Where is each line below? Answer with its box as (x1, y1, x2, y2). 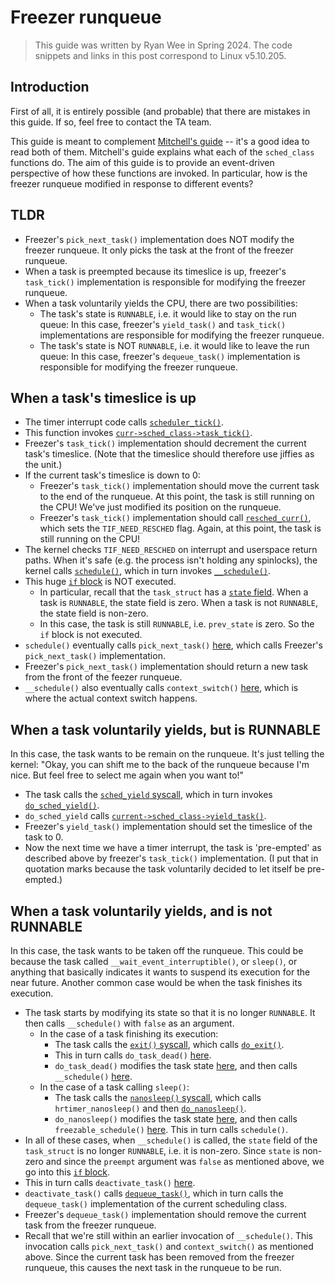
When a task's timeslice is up (10, 389, 197, 406)
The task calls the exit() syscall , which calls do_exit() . (54, 1039, 285, 1050)
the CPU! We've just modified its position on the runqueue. (39, 501, 282, 513)
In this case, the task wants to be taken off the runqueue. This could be (10, 945, 304, 956)
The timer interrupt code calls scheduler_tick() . (24, 416, 224, 428)
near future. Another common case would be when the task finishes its (10, 977, 303, 988)
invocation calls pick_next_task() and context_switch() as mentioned (24, 1241, 314, 1252)
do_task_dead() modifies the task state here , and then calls (54, 1060, 298, 1071)
